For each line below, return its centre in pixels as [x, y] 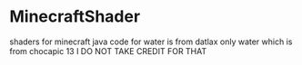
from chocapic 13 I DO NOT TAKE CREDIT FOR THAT [108, 51]
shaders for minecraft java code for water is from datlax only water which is [151, 42]
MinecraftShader [75, 17]
